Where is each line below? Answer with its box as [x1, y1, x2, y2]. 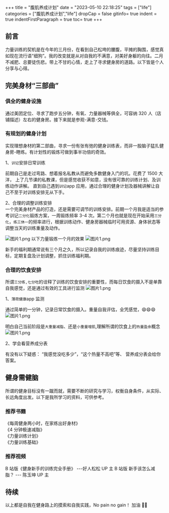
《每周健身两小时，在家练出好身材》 [5, 420, 80, 426]
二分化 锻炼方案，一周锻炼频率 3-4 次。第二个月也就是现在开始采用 [18, 212, 154, 218]
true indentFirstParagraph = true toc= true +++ [5, 17, 103, 22]
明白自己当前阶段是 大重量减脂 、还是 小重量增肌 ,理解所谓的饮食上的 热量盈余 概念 [5, 323, 160, 329]
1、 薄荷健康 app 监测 [5, 296, 45, 302]
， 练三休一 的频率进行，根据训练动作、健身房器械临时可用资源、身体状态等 [9, 218, 161, 225]
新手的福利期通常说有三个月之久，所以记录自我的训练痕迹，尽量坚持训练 [5, 246, 155, 252]
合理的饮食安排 [5, 266, 42, 273]
